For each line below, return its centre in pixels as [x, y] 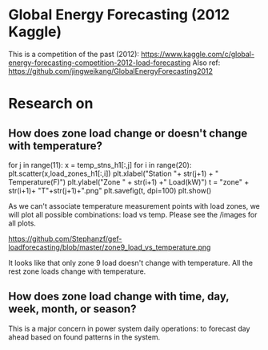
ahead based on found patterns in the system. [84, 337]
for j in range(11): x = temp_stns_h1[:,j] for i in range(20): [100, 165]
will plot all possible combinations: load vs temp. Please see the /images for [133, 214]
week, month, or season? [72, 309]
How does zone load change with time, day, [119, 297]
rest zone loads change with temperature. [77, 271]
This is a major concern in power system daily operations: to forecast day [129, 328]
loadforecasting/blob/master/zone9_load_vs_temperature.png [110, 247]
